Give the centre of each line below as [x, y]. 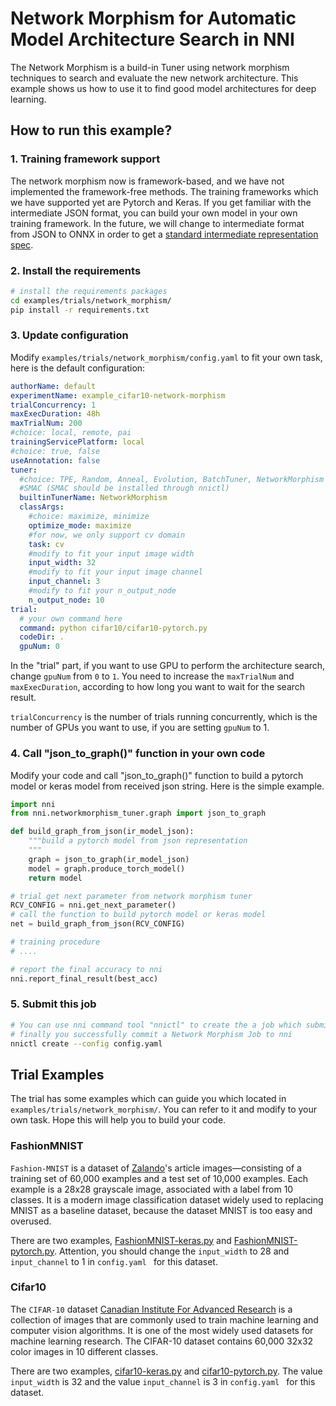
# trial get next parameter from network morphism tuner [131, 896]
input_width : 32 [62, 563]
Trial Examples [57, 1074]
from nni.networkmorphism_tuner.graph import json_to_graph [138, 813]
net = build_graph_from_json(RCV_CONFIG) [98, 924]
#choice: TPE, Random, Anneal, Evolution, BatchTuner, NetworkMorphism [172, 479]
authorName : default [53, 386]
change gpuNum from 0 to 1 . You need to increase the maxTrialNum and [152, 676]
